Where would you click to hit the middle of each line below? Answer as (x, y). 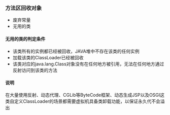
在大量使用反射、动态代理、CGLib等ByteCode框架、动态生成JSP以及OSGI (83, 95)
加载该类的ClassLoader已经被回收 (48, 57)
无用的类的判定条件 (25, 39)
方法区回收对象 (24, 8)
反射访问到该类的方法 (35, 70)
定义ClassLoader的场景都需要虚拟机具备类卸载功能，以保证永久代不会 (87, 101)
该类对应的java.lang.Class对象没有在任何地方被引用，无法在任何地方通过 (88, 64)
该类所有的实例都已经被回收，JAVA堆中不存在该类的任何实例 (76, 51)
